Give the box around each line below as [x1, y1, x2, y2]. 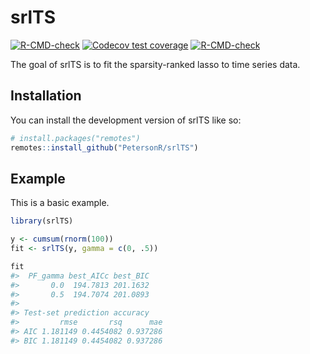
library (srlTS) [10, 216, 74, 226]
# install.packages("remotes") [10, 133, 141, 143]
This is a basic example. [10, 197, 110, 209]
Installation [10, 87, 82, 105]
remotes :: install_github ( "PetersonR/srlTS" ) [10, 142, 199, 153]
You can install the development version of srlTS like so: [10, 114, 242, 126]
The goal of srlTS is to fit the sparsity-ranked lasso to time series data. [10, 58, 301, 70]
